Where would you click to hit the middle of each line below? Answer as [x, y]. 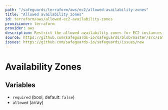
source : [13, 38]
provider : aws [20, 28]
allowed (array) [28, 102]
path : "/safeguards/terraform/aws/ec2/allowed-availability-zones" [77, 10]
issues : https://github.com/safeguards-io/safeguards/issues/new [74, 42]
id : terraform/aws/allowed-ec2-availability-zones [59, 19]
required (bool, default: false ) [43, 97]
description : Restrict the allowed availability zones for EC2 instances [84, 33]
